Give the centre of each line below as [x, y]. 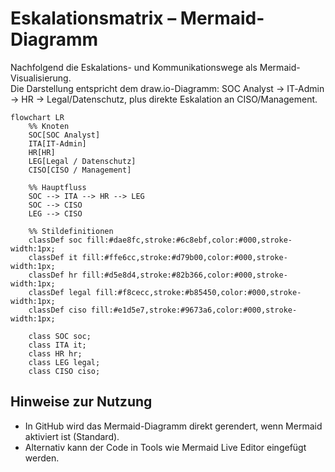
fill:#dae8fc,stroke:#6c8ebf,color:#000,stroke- [189, 240]
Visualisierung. [41, 78]
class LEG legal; [64, 362]
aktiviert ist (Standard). [72, 436]
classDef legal [60, 292]
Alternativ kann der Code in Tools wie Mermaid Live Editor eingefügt [165, 447]
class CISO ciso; [64, 371]
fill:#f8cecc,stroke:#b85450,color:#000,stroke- [198, 292]
